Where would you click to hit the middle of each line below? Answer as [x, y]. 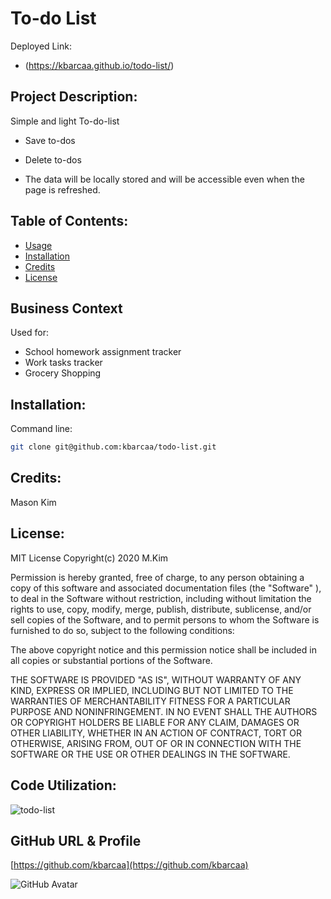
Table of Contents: [69, 221]
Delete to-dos [53, 159]
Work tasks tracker [63, 363]
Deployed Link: [41, 46]
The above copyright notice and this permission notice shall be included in [163, 649]
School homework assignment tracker [103, 352]
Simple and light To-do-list [65, 121]
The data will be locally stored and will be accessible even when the [164, 179]
